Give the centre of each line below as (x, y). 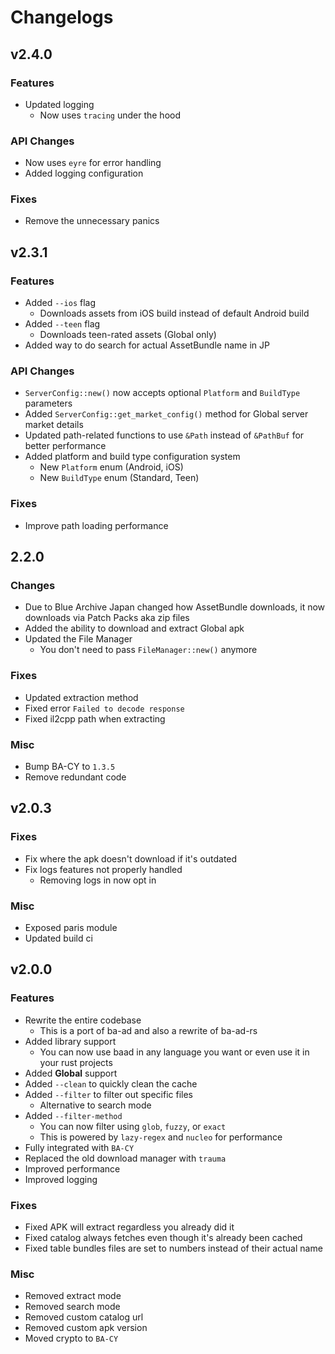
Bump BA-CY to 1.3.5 (70, 767)
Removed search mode (72, 1307)
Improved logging (61, 1179)
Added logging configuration (84, 173)
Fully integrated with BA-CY (79, 1147)
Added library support (70, 1041)
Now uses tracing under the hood (110, 115)
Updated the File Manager (78, 639)
